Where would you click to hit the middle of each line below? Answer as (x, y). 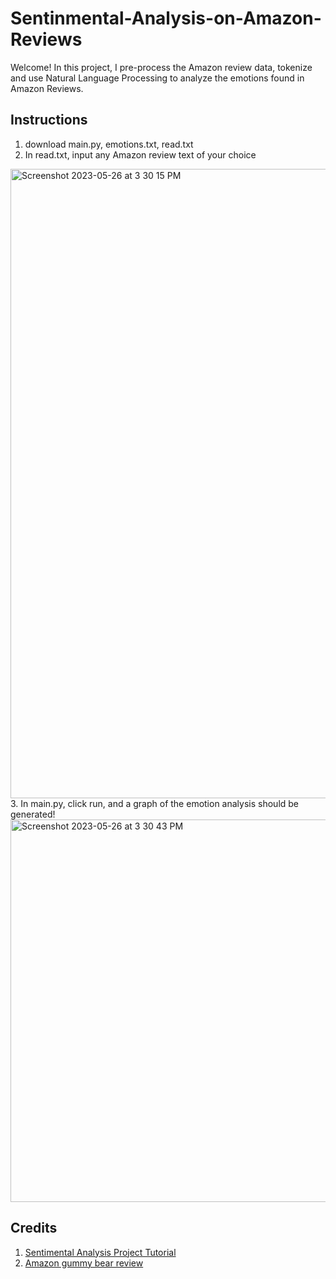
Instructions (49, 120)
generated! (33, 814)
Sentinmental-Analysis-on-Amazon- (166, 18)
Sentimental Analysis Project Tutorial (100, 1252)
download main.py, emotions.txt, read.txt (109, 144)
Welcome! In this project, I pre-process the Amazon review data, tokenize (161, 67)
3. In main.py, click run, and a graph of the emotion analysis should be (155, 803)
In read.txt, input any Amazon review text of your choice (140, 154)
